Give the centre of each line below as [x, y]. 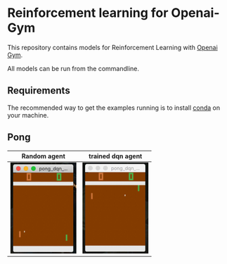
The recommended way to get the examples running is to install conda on [113, 108]
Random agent [43, 156]
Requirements [39, 90]
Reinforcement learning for [88, 13]
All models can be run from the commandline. [73, 68]
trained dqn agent [116, 156]
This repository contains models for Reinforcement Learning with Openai [112, 47]
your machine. [28, 115]
